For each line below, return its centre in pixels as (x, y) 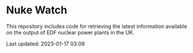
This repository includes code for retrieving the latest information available (97, 26)
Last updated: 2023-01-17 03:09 (45, 44)
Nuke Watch (37, 10)
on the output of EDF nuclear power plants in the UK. (70, 32)
